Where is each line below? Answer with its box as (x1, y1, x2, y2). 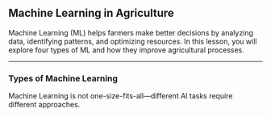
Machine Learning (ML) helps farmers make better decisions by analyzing (8, 27, 254, 37)
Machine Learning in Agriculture (8, 6, 175, 20)
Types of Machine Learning (8, 73, 119, 84)
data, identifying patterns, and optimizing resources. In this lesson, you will (8, 36, 257, 46)
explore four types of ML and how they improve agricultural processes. (8, 44, 244, 55)
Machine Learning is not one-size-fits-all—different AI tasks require (8, 91, 233, 101)
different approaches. (8, 100, 81, 110)
